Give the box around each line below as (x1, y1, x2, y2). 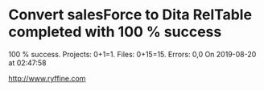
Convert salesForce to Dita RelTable (8, 6, 252, 24)
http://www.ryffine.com (8, 73, 86, 83)
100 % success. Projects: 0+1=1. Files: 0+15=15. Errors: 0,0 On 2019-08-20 (8, 49, 257, 59)
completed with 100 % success (8, 23, 222, 41)
